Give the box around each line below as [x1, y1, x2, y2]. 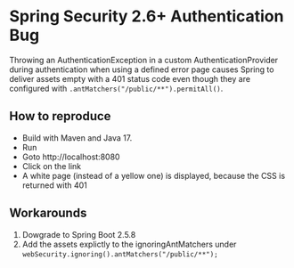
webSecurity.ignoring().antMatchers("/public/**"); [21, 249, 218, 259]
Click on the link [21, 160, 82, 171]
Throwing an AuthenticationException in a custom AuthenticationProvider [9, 54, 279, 65]
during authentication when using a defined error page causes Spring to [9, 64, 274, 75]
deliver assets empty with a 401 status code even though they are [9, 73, 251, 84]
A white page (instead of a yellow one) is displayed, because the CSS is [21, 170, 286, 181]
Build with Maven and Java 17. [21, 132, 133, 143]
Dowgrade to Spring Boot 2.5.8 [21, 229, 136, 240]
